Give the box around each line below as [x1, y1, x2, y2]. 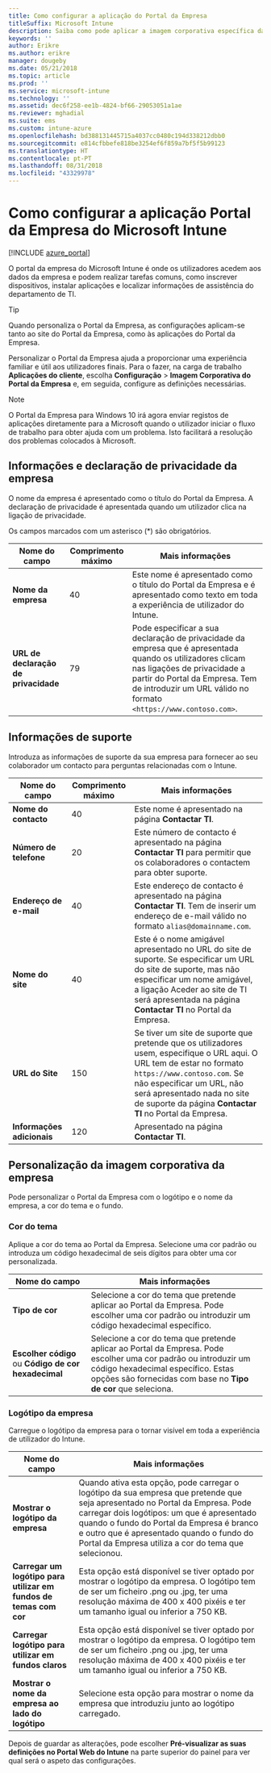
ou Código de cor [12, 1358, 81, 1369]
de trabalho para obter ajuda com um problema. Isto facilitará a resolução [8, 427, 252, 436]
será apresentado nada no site [134, 1087, 250, 1099]
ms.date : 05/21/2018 [8, 65, 78, 73]
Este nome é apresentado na [134, 803, 244, 815]
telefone [12, 852, 46, 863]
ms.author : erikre [8, 49, 70, 57]
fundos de [12, 1591, 53, 1602]
